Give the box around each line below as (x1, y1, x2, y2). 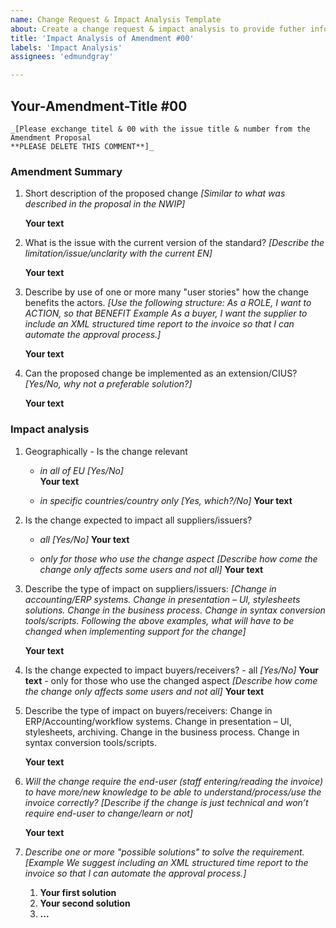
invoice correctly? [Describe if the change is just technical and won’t (24, 796, 309, 808)
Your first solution (39, 886, 117, 898)
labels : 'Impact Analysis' (10, 42, 123, 53)
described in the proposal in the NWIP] (24, 198, 186, 210)
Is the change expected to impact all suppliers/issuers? (24, 514, 253, 526)
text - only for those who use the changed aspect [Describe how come (24, 674, 318, 686)
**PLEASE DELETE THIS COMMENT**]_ (10, 141, 155, 151)
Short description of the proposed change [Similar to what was (24, 187, 286, 200)
